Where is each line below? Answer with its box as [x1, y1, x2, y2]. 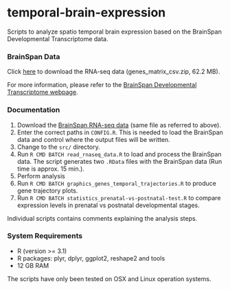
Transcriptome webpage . [7, 88, 78, 97]
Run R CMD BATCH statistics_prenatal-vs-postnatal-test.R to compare [16, 193, 221, 202]
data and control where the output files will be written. [16, 135, 170, 143]
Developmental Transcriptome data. [7, 34, 108, 43]
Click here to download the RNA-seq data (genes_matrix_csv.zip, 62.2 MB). [7, 67, 220, 76]
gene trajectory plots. [16, 186, 78, 195]
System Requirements [7, 231, 83, 241]
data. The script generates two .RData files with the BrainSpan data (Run [16, 157, 222, 165]
